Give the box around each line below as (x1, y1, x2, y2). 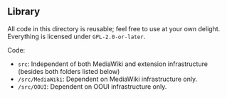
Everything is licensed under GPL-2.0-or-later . (7, 32, 146, 40)
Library (7, 6, 41, 18)
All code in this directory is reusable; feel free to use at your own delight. (7, 24, 221, 33)
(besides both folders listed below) (17, 67, 120, 75)
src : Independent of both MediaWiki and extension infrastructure (17, 60, 208, 68)
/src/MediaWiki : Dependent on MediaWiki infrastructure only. (17, 75, 198, 83)
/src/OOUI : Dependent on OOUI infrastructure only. (17, 82, 167, 91)
